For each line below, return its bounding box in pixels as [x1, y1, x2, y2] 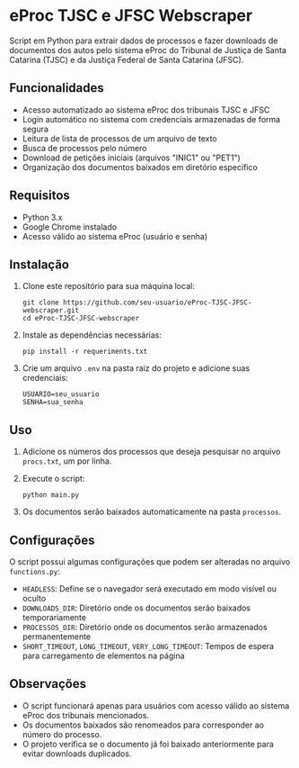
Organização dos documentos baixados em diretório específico [22, 161, 258, 172]
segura [22, 123, 49, 134]
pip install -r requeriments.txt [22, 348, 148, 357]
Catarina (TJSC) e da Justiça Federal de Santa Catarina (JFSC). [9, 54, 244, 65]
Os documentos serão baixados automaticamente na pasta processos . [22, 506, 281, 518]
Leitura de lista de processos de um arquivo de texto [22, 132, 217, 144]
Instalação [9, 257, 70, 272]
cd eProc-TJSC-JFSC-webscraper [22, 314, 140, 323]
